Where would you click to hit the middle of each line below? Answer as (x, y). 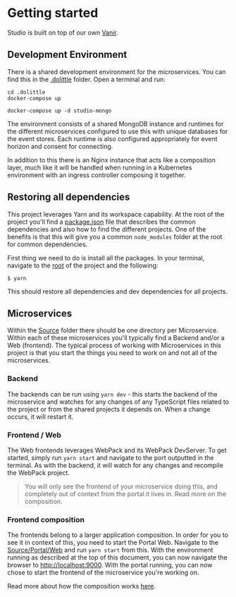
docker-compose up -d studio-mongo (60, 111)
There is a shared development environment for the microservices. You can (117, 71)
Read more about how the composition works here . (82, 586)
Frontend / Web (35, 435)
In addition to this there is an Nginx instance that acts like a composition (112, 159)
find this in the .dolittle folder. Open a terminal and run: (86, 79)
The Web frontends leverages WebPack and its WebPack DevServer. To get (117, 450)
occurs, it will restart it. (41, 416)
